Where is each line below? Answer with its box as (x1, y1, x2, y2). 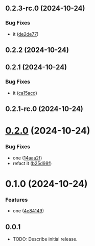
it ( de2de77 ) (12, 31, 39, 37)
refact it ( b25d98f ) (12, 160, 52, 166)
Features (5, 196, 28, 203)
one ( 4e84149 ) (12, 208, 44, 214)
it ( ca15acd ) (12, 90, 37, 96)
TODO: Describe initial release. (12, 236, 78, 242)
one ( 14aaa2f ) (12, 155, 42, 161)
